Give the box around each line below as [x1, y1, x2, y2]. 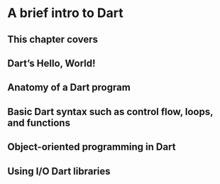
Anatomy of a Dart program [7, 82, 131, 94]
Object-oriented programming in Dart [7, 141, 176, 153]
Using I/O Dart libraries [7, 165, 111, 177]
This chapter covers [7, 33, 98, 45]
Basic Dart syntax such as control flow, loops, [7, 105, 214, 118]
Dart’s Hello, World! [7, 57, 96, 69]
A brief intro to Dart [7, 5, 124, 21]
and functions [7, 117, 71, 129]
